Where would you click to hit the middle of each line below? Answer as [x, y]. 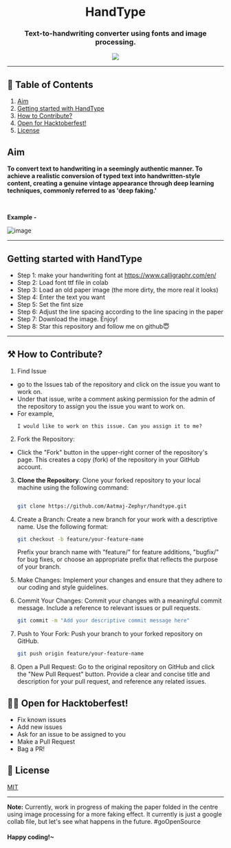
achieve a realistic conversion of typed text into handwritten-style [104, 176]
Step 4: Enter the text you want [61, 297]
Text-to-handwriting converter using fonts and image [115, 34]
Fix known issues [42, 720]
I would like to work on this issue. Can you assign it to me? [110, 426]
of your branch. [39, 567]
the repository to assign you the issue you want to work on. [101, 406]
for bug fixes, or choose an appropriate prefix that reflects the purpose [118, 559]
